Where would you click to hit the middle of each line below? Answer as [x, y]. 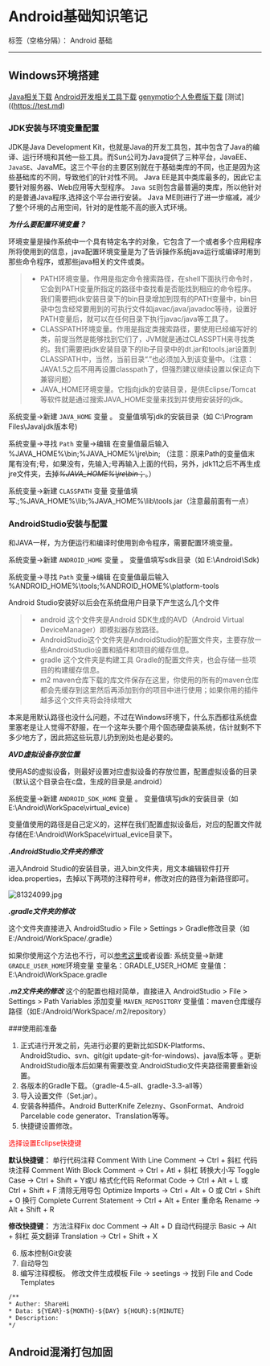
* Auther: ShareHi [39, 1304]
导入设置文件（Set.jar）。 [61, 1096]
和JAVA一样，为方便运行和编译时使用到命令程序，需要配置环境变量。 [123, 543]
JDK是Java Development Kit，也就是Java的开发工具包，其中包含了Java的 [131, 147]
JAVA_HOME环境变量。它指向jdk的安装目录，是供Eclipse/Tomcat [148, 389]
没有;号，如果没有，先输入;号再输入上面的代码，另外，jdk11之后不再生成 [141, 464]
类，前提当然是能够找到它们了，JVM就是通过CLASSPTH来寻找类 [147, 339]
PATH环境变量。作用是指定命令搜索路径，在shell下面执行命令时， [148, 279]
